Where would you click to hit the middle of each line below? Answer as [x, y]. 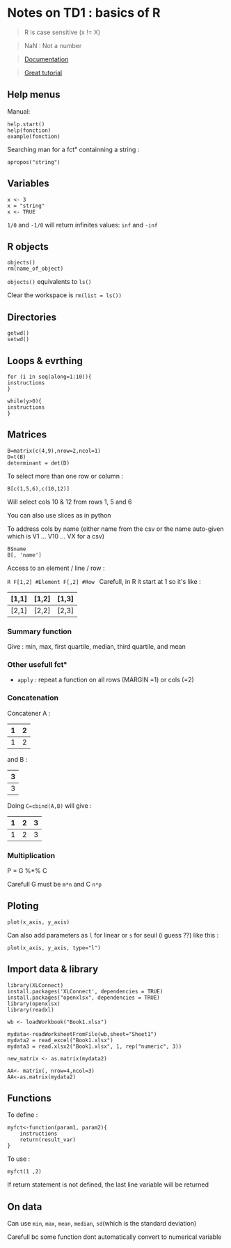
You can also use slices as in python [59, 515]
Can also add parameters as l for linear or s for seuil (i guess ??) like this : [113, 935]
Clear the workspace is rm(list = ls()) [64, 295]
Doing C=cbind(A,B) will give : [49, 805]
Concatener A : [29, 713]
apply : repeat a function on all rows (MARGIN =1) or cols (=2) [106, 680]
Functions [30, 1098]
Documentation [46, 59]
